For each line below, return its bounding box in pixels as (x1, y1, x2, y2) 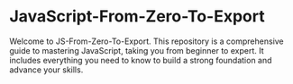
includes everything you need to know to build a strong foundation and (9, 55, 272, 65)
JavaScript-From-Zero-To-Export (9, 6, 265, 27)
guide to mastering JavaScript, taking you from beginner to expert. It (9, 45, 264, 55)
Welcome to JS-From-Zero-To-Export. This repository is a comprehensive (9, 36, 284, 46)
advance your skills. (9, 64, 84, 75)
